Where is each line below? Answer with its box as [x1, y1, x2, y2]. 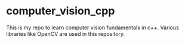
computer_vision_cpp [6, 4, 115, 18]
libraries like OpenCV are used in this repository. [6, 30, 125, 37]
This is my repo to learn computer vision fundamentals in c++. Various [6, 24, 179, 31]
